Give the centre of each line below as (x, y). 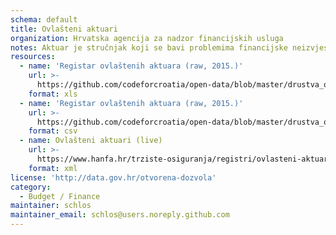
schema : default (44, 19)
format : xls (53, 94)
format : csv (53, 131)
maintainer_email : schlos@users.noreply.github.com (120, 215)
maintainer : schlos (51, 206)
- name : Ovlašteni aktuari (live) (91, 141)
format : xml (53, 168)
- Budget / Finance (60, 196)
